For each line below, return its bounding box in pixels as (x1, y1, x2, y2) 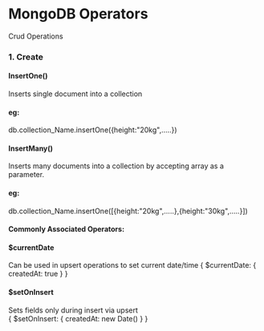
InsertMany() (8, 143, 54, 153)
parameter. (8, 170, 45, 180)
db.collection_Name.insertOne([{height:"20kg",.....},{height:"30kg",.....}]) (8, 206, 249, 216)
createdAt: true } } (8, 269, 68, 279)
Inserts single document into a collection (8, 89, 143, 99)
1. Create (8, 51, 44, 63)
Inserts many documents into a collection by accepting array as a (8, 161, 225, 171)
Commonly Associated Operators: (8, 224, 125, 234)
